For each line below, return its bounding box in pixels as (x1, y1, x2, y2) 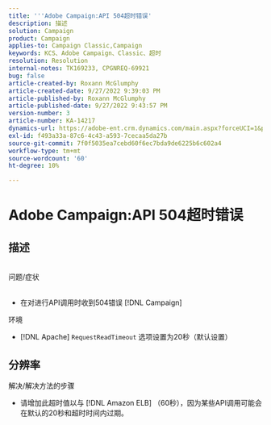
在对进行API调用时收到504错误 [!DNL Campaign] (19, 298, 183, 307)
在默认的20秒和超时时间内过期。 (19, 408, 129, 418)
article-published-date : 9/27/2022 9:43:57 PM (8, 102, 168, 110)
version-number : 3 (8, 110, 70, 118)
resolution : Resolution (8, 57, 89, 65)
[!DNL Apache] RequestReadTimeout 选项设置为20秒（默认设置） (19, 332, 232, 342)
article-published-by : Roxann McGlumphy (8, 94, 147, 102)
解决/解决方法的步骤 (8, 381, 75, 390)
